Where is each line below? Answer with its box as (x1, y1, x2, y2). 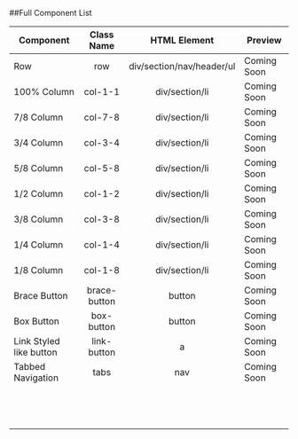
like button (13, 346, 58, 358)
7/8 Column (13, 111, 64, 123)
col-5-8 (83, 162, 120, 174)
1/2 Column (13, 188, 64, 200)
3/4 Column (13, 137, 64, 149)
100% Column (13, 86, 75, 98)
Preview (247, 35, 282, 46)
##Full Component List (9, 8, 92, 18)
